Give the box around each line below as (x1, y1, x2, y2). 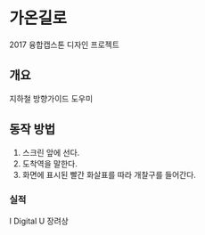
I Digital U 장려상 (9, 215, 70, 226)
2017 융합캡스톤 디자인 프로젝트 (9, 39, 120, 50)
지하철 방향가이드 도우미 (9, 93, 94, 103)
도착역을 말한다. (21, 158, 78, 169)
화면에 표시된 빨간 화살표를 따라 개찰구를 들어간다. (21, 169, 196, 180)
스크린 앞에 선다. (21, 147, 80, 158)
